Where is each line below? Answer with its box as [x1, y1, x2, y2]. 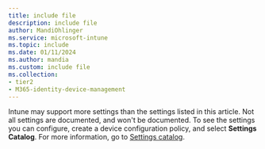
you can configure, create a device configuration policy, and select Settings [8, 124, 257, 133]
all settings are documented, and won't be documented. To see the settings [8, 116, 255, 125]
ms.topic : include [8, 41, 69, 49]
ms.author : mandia [8, 56, 69, 64]
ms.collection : [8, 71, 59, 78]
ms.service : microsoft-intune [8, 33, 109, 42]
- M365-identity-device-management [8, 85, 126, 94]
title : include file [8, 11, 77, 20]
